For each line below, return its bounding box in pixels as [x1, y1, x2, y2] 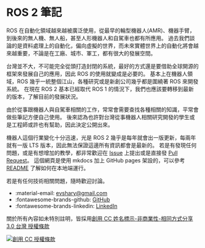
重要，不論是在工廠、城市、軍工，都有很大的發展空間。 [16, 49, 156, 57]
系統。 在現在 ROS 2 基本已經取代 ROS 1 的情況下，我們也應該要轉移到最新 [6, 85, 194, 92]
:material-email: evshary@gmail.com [15, 189, 108, 196]
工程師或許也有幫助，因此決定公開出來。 [11, 121, 113, 128]
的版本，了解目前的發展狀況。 [6, 92, 81, 100]
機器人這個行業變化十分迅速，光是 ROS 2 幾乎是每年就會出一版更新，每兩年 [6, 134, 196, 141]
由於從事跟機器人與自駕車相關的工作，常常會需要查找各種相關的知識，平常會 [6, 106, 199, 113]
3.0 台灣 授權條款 [6, 222, 50, 230]
